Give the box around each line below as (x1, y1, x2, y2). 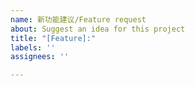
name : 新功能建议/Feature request (10, 14, 147, 25)
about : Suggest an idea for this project (10, 24, 186, 34)
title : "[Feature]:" (10, 33, 97, 43)
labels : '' (10, 42, 56, 53)
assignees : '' (10, 52, 70, 62)
